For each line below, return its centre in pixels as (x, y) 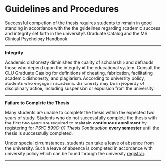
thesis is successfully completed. (39, 133)
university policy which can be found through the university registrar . (75, 153)
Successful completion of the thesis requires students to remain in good (79, 23)
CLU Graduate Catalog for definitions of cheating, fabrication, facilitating (79, 73)
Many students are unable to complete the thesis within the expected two (80, 112)
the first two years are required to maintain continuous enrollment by (76, 123)
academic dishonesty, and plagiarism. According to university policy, (75, 78)
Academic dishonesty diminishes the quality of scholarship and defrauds (79, 62)
